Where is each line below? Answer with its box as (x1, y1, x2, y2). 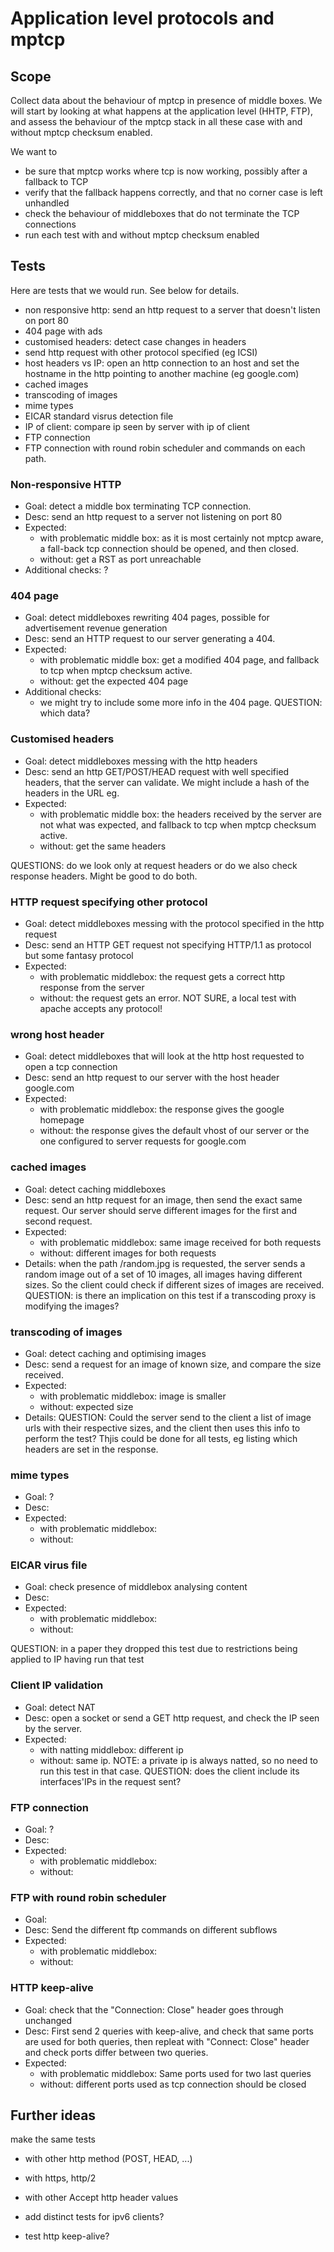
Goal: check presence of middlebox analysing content (24, 1581, 248, 1593)
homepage (39, 1114, 85, 1126)
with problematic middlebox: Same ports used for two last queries (39, 2067, 312, 2079)
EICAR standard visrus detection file (24, 410, 174, 422)
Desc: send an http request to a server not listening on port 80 (24, 511, 282, 523)
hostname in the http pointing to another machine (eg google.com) (24, 367, 300, 379)
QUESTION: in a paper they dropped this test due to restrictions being (10, 1643, 298, 1655)
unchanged (24, 2014, 73, 2026)
